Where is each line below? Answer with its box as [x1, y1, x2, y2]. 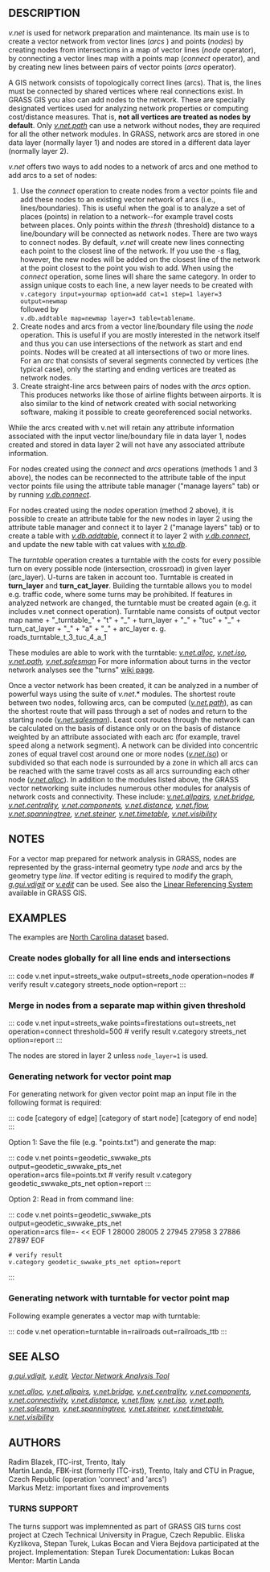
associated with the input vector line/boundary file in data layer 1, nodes [8, 431, 247, 441]
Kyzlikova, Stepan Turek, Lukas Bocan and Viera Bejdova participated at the [8, 1538, 260, 1548]
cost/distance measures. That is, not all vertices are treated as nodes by [8, 112, 252, 122]
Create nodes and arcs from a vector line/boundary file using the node [19, 321, 254, 331]
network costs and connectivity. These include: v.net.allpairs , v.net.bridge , [8, 791, 256, 801]
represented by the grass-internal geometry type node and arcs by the [8, 862, 243, 872]
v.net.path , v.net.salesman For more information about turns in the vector [8, 656, 252, 666]
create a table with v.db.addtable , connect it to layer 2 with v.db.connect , [8, 531, 251, 541]
